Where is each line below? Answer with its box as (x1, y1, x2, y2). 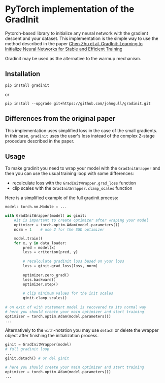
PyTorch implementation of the (5, 3, 134, 15)
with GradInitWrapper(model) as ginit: (5, 213, 87, 218)
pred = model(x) (23, 245, 56, 250)
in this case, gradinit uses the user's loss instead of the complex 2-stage (5, 133, 155, 139)
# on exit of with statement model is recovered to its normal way (5, 305, 147, 310)
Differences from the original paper (5, 114, 116, 123)
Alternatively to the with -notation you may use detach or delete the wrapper (5, 327, 159, 333)
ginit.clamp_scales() (23, 296, 67, 301)
